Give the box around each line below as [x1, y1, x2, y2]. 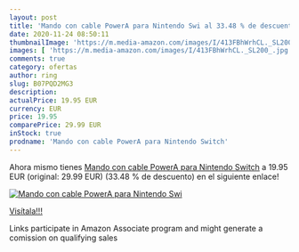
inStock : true [9, 129, 62, 138]
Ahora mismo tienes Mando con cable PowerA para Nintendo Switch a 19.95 [9, 161, 288, 172]
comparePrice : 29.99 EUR [9, 121, 101, 130]
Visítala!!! [9, 206, 43, 216]
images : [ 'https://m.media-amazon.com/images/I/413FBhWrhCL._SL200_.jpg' [9, 46, 293, 55]
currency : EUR [9, 104, 62, 113]
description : [9, 87, 58, 96]
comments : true [9, 54, 66, 63]
